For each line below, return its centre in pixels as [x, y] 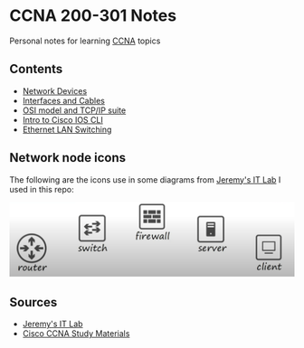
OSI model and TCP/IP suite [74, 110]
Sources [33, 302]
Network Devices [55, 90]
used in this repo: [42, 189]
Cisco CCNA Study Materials [76, 334]
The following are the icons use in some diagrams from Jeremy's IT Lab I [145, 179]
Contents [36, 69]
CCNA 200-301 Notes [93, 16]
